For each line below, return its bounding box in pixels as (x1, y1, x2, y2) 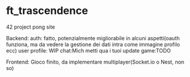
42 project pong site (6, 23, 55, 30)
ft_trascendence (6, 4, 88, 17)
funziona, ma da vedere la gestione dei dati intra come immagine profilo (6, 41, 181, 48)
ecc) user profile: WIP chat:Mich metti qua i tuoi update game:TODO (6, 47, 171, 54)
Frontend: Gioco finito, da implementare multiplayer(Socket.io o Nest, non (6, 58, 185, 65)
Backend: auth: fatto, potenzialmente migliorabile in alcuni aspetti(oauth (6, 34, 180, 41)
